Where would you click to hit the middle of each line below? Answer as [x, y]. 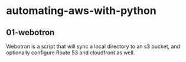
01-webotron [30, 32]
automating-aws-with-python [81, 11]
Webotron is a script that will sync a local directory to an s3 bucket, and [93, 46]
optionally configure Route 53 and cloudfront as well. [71, 53]
